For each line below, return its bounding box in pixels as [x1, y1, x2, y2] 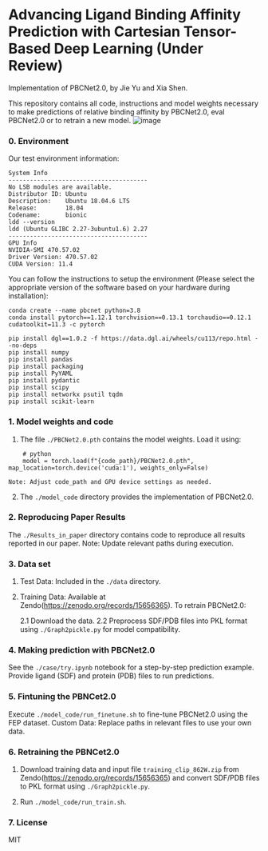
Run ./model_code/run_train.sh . [19, 797, 127, 807]
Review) [8, 57, 64, 75]
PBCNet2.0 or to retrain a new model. [8, 115, 132, 125]
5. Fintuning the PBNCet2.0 [8, 691, 116, 702]
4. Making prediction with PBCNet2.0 [8, 645, 156, 656]
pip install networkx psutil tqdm [8, 390, 124, 399]
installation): [8, 291, 49, 301]
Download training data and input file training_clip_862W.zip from [19, 765, 239, 774]
